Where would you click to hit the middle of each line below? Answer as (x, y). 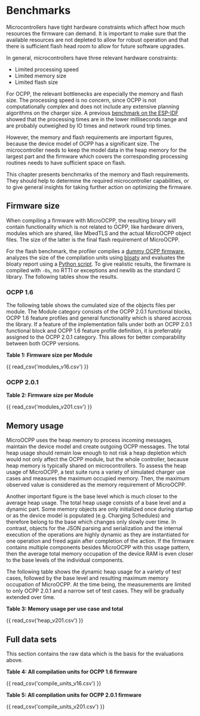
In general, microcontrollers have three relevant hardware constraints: (92, 58)
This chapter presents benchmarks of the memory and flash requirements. (98, 174)
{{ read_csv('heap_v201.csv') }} (45, 621)
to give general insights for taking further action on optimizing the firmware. (99, 187)
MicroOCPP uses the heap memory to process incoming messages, (90, 440)
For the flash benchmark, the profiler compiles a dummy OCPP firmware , (96, 251)
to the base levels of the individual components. (65, 560)
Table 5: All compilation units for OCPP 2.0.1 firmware (74, 695)
